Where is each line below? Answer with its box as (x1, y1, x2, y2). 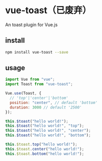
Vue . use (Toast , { (5, 91, 42, 96)
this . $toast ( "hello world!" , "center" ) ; (5, 128, 91, 133)
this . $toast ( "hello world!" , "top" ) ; (5, 123, 84, 129)
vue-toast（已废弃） (5, 5, 91, 16)
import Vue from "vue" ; (5, 77, 55, 82)
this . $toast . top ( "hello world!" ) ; (5, 142, 78, 147)
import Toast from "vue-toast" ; (5, 82, 73, 87)
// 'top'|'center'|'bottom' (10, 95, 69, 101)
